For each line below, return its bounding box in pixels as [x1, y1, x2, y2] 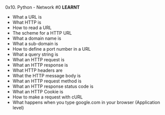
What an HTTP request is [12, 57, 65, 62]
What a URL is [12, 14, 42, 20]
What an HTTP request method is [12, 78, 82, 84]
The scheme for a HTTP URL [12, 30, 72, 36]
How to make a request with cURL [12, 94, 83, 100]
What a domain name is [12, 35, 62, 41]
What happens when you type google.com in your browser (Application [12, 99, 160, 105]
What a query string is [12, 51, 59, 57]
